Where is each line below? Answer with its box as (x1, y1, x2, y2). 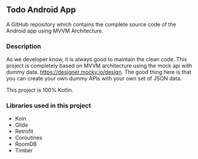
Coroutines (14, 134, 43, 142)
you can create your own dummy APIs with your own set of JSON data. (6, 75, 182, 82)
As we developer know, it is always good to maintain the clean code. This (6, 56, 187, 63)
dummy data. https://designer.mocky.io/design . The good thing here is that (6, 68, 192, 76)
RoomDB (14, 140, 37, 148)
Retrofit (14, 128, 34, 135)
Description (6, 42, 41, 50)
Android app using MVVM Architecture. (6, 27, 104, 34)
